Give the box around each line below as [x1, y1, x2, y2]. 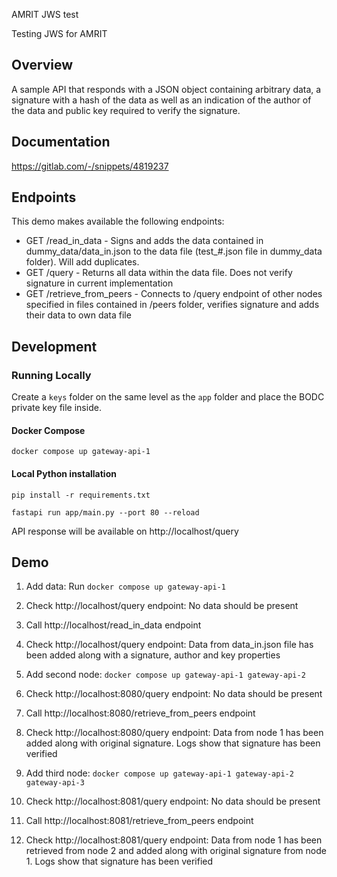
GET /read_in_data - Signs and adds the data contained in [25, 235, 264, 247]
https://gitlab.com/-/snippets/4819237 [11, 160, 169, 172]
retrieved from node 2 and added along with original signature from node [25, 845, 327, 857]
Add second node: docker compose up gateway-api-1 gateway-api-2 [25, 669, 306, 681]
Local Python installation [11, 467, 117, 479]
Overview [11, 57, 74, 74]
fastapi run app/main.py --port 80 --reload [11, 507, 200, 518]
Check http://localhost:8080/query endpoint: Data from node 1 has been [25, 727, 324, 739]
